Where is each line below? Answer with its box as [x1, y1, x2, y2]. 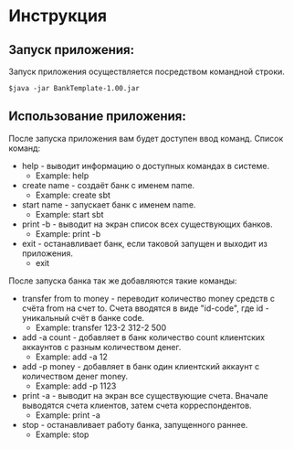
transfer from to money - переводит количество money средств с [21, 293, 276, 304]
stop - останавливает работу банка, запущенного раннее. [21, 419, 248, 430]
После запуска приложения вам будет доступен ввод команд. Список [8, 133, 284, 144]
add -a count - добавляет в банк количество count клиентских [21, 331, 266, 343]
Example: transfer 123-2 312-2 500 [35, 322, 167, 333]
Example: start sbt [35, 208, 104, 219]
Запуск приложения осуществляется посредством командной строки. [8, 66, 285, 77]
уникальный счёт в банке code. [21, 312, 145, 323]
